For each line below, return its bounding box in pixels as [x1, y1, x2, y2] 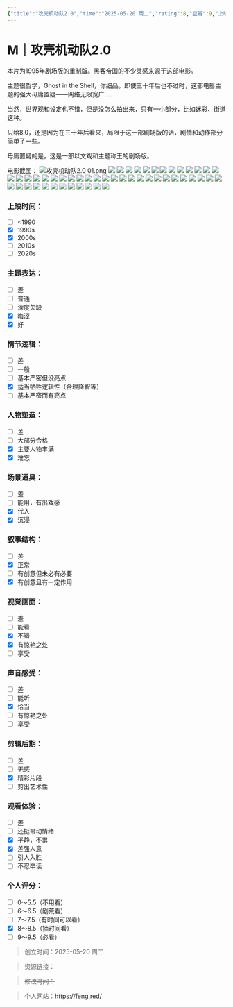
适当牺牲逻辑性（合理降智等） [17, 382, 103, 391]
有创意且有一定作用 [17, 577, 73, 586]
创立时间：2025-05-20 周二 [24, 948, 104, 956]
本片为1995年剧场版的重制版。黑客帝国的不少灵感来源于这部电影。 [7, 67, 198, 75]
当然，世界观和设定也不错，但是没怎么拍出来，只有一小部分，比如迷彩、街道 [7, 105, 226, 113]
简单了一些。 [7, 137, 44, 145]
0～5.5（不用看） [17, 898, 67, 906]
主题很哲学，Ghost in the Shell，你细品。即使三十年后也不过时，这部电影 [7, 81, 216, 90]
